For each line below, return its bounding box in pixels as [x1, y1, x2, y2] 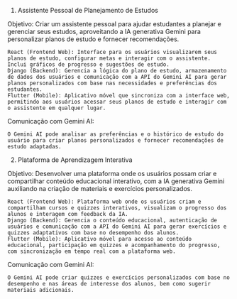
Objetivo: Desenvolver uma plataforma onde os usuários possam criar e [7, 170, 217, 178]
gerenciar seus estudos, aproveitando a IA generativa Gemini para [7, 28, 201, 36]
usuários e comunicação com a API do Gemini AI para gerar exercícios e [7, 223, 227, 230]
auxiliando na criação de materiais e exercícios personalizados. [7, 185, 193, 192]
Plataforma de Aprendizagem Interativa [17, 156, 133, 164]
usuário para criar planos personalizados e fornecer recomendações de [7, 137, 224, 144]
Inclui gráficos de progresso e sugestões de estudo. [7, 61, 170, 68]
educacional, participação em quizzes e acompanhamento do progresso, [7, 241, 221, 249]
